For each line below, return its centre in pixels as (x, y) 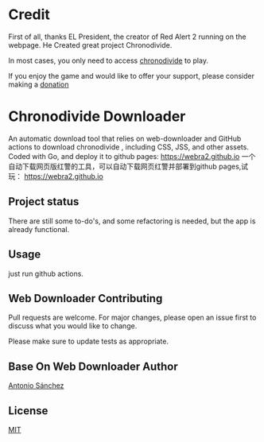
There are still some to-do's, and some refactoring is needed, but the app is (132, 221)
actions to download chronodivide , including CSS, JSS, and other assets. (128, 147)
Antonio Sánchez (36, 386)
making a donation (39, 84)
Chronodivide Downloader (97, 116)
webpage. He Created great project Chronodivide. (90, 45)
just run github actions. (46, 273)
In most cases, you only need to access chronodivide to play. (109, 60)
